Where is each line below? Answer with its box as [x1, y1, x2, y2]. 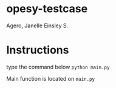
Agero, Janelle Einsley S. [6, 22, 69, 29]
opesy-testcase [6, 2, 88, 16]
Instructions [6, 43, 69, 57]
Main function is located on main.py [6, 75, 95, 82]
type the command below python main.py [6, 63, 110, 70]
